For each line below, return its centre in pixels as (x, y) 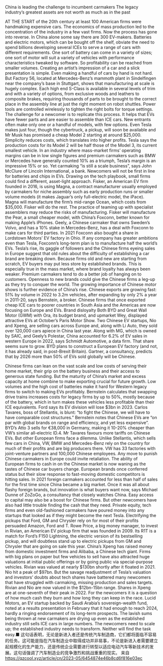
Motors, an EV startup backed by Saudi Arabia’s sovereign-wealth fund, (76, 603)
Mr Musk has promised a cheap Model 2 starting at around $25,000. (73, 135)
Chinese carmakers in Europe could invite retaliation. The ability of (72, 459)
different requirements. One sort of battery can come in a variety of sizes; (79, 52)
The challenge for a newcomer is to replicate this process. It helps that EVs (80, 114)
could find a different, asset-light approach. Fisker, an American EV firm (77, 181)
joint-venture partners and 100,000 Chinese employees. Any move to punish (81, 454)
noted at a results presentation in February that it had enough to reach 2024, (81, 608)
